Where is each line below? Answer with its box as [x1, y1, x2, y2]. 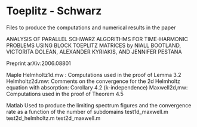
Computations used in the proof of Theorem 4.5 [6, 90, 124, 97]
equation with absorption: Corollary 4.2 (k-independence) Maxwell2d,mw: [6, 83, 188, 91]
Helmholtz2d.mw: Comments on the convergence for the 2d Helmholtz [6, 78, 181, 85]
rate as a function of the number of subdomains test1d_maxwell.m [6, 108, 168, 115]
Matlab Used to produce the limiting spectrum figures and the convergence [6, 101, 192, 109]
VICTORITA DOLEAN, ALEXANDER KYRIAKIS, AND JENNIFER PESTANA [6, 48, 182, 55]
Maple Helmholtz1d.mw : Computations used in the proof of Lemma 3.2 [6, 71, 181, 78]
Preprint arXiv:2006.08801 [6, 60, 72, 67]
